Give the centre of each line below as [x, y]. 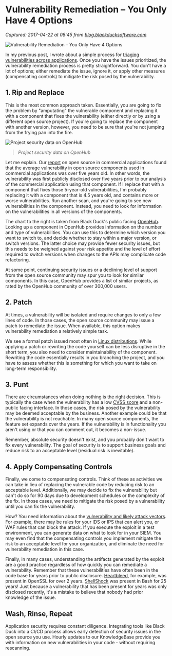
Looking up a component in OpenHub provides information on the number [83, 227]
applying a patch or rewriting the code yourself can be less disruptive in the [85, 346]
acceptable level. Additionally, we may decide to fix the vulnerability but [81, 490]
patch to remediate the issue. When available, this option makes [73, 326]
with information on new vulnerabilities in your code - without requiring [80, 642]
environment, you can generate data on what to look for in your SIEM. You [83, 533]
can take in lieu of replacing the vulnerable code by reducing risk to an [80, 485]
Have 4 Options [39, 20]
